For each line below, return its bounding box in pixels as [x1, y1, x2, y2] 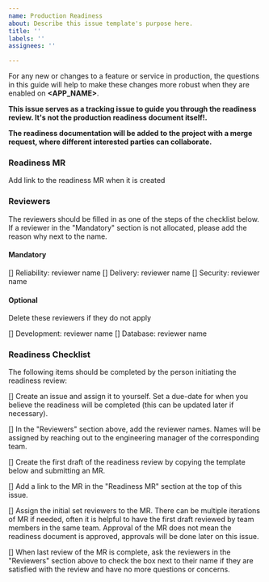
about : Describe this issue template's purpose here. [8, 19, 194, 28]
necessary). [8, 409, 48, 418]
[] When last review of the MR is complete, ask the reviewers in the [8, 547, 231, 557]
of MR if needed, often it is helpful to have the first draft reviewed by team [8, 515, 254, 525]
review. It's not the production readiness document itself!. [8, 113, 208, 122]
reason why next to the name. [8, 232, 107, 241]
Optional [8, 295, 38, 304]
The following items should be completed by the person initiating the [8, 367, 237, 377]
